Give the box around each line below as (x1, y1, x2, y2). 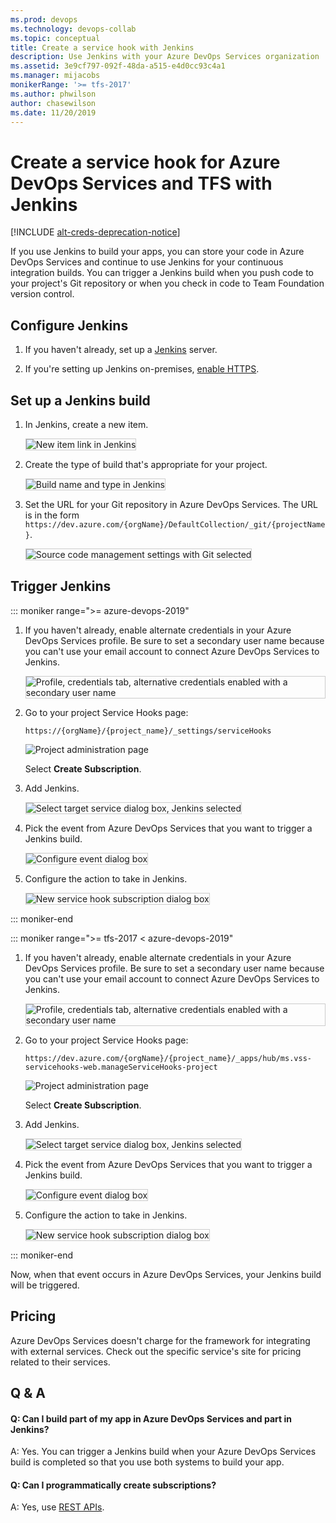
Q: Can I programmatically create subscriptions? (10, 1479, 217, 1491)
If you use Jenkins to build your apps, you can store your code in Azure (10, 246, 305, 258)
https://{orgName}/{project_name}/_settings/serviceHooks (24, 726, 272, 736)
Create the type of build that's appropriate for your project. (24, 458, 268, 470)
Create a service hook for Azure (10, 151, 281, 173)
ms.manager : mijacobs (10, 71, 101, 81)
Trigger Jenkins (10, 578, 112, 595)
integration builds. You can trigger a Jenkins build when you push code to (10, 267, 314, 279)
